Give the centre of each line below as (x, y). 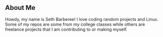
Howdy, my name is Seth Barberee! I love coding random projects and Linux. (82, 19)
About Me (20, 8)
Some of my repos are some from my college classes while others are (75, 24)
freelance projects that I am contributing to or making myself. (66, 29)
